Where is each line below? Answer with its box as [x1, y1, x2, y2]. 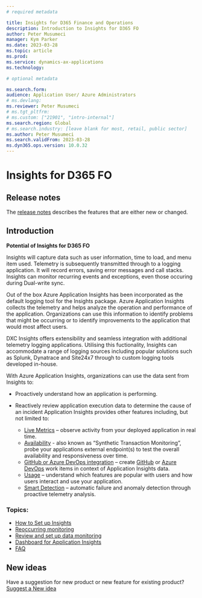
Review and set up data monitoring [14, 532, 102, 539]
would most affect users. [6, 323, 68, 330]
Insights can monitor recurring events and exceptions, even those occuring [6, 273, 193, 280]
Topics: [6, 505, 29, 514]
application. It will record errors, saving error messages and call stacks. [6, 266, 184, 273]
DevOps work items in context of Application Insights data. [24, 465, 170, 472]
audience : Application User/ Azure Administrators [6, 92, 136, 98]
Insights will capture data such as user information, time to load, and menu [6, 253, 192, 261]
